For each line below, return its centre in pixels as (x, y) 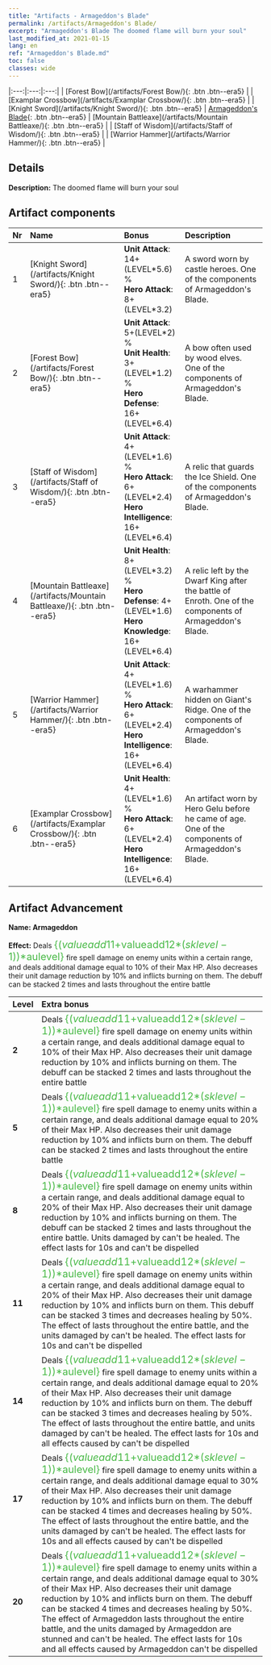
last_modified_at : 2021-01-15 (59, 38)
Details (26, 168)
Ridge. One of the (218, 710)
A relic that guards (220, 467)
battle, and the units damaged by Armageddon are (137, 1629)
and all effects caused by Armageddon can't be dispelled (150, 1649)
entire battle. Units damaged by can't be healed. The (141, 1237)
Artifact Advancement (66, 908)
